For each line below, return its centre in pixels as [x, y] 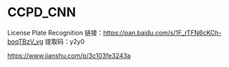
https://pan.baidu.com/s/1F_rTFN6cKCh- [162, 32]
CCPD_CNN [42, 12]
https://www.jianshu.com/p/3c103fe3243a [69, 55]
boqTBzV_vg [26, 41]
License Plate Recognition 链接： [56, 32]
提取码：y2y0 [65, 41]
